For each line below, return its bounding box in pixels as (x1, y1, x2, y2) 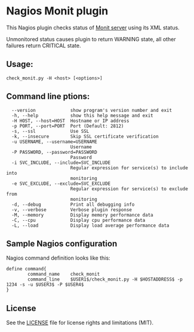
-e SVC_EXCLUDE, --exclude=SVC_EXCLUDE (11, 181, 111, 187)
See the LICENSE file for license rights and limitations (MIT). (6, 319, 154, 327)
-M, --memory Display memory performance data (11, 212, 153, 218)
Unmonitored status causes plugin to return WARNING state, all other (6, 35, 176, 42)
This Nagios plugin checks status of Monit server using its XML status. (6, 24, 180, 31)
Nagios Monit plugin (6, 4, 109, 18)
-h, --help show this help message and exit (11, 112, 153, 118)
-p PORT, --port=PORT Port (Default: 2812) (11, 123, 124, 129)
